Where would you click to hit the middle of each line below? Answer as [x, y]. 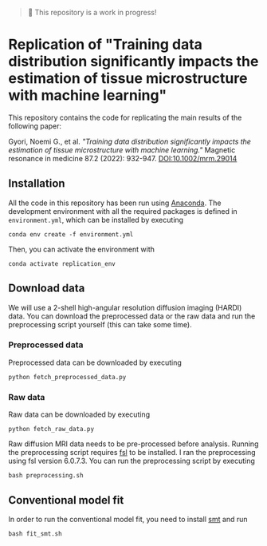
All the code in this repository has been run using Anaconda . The [115, 203]
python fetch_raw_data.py [51, 429]
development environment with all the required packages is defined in [123, 211]
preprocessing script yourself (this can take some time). [100, 324]
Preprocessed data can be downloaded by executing [95, 362]
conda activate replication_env [62, 263]
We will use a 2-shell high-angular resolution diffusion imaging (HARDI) [125, 307]
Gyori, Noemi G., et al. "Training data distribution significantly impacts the [130, 141]
